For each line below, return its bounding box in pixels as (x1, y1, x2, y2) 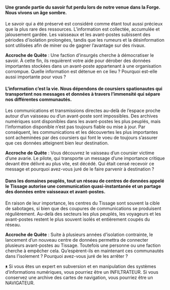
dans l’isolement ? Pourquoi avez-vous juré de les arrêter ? (5, 253, 128, 259)
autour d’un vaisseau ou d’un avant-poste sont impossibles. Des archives (5, 113, 158, 119)
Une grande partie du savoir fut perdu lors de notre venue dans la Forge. (5, 4, 161, 10)
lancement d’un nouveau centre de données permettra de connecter (5, 237, 149, 243)
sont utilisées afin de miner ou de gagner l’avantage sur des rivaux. (5, 42, 146, 48)
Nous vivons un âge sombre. (5, 9, 67, 15)
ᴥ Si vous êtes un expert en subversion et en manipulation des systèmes (5, 263, 156, 269)
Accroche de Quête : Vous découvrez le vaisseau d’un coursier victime (5, 150, 155, 156)
